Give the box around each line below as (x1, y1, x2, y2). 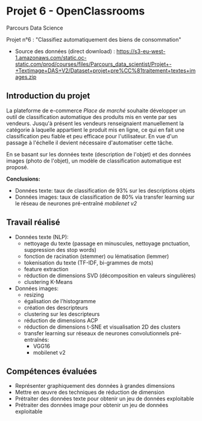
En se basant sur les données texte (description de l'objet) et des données (6, 150, 191, 158)
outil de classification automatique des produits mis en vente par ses (6, 113, 177, 120)
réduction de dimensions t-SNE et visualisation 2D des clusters (24, 323, 181, 330)
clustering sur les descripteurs (24, 310, 100, 318)
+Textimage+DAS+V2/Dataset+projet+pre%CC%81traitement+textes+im (14, 66, 196, 74)
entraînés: (24, 336, 49, 343)
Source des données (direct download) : (14, 47, 116, 55)
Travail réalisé (6, 217, 60, 228)
